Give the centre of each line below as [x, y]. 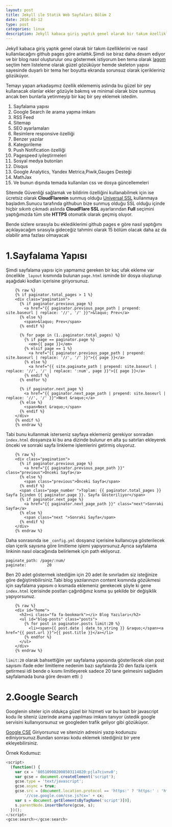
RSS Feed [23, 117]
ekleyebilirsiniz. [22, 743]
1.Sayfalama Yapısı [46, 256]
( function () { [25, 767]
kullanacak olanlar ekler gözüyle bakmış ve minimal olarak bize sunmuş [81, 91]
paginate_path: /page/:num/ [36, 561]
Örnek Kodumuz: [23, 753]
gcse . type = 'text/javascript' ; [49, 781]
